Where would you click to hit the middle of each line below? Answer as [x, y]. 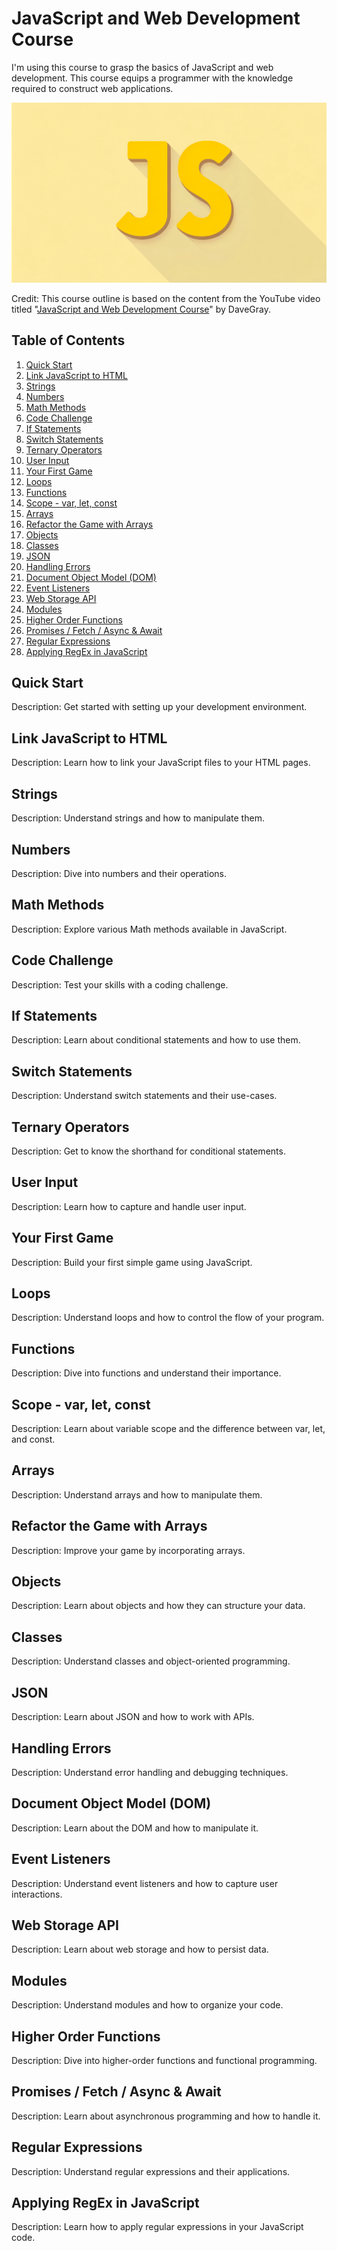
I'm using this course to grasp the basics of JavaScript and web [142, 67]
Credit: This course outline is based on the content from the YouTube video [166, 298]
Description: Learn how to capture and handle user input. [129, 1206]
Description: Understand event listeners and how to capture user [145, 1883]
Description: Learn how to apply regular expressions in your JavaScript [157, 2227]
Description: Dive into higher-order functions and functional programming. [164, 2060]
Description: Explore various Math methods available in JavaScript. [149, 929]
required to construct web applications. [92, 88]
